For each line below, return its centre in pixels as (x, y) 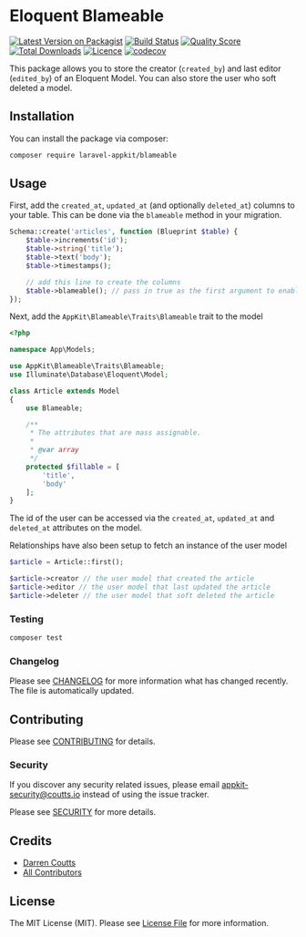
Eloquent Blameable (87, 16)
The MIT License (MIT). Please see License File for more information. (139, 923)
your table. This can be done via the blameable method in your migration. (146, 215)
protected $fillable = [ (73, 467)
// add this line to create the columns (103, 282)
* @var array (54, 450)
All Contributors (52, 872)
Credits (31, 841)
